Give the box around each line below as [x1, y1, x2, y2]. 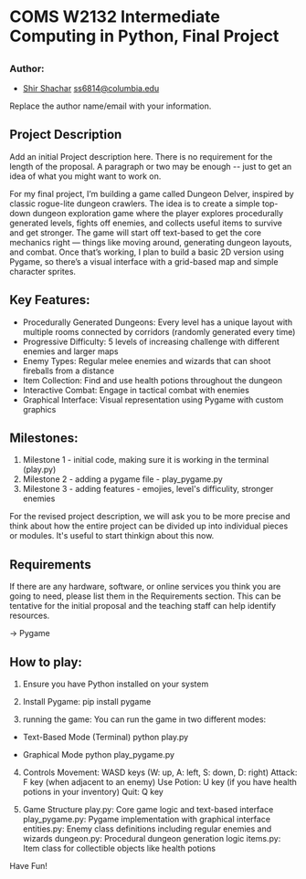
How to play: [9, 654, 82, 670]
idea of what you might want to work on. [9, 171, 162, 182]
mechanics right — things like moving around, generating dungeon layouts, [9, 236, 292, 247]
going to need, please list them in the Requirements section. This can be [9, 591, 281, 602]
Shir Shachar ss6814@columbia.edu [22, 82, 160, 93]
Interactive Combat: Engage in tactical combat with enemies [22, 384, 249, 395]
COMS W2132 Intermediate [9, 6, 221, 27]
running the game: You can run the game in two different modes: [22, 714, 267, 725]
